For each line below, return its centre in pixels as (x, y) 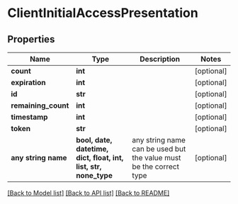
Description (160, 59)
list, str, (89, 166)
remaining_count (40, 106)
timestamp (29, 117)
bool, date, (94, 140)
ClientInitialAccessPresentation (103, 13)
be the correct (155, 166)
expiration (28, 83)
